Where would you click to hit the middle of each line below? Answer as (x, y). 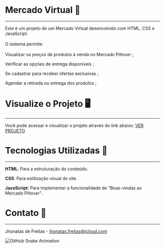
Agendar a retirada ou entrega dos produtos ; (51, 83)
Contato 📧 (26, 213)
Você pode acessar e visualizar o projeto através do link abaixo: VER (74, 125)
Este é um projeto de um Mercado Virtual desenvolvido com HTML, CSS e (80, 28)
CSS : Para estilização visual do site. (41, 178)
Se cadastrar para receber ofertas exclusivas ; (52, 73)
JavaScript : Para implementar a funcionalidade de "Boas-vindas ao (73, 188)
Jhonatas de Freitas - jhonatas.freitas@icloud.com (56, 231)
